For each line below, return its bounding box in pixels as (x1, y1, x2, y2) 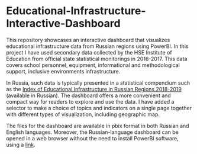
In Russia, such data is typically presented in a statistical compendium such (6, 79, 190, 86)
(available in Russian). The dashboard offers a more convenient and (6, 92, 172, 99)
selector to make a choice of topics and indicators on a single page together (6, 104, 192, 111)
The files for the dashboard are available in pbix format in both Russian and (6, 122, 189, 129)
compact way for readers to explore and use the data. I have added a (6, 98, 175, 105)
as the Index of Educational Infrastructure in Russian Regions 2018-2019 (6, 85, 182, 92)
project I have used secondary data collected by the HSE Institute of (6, 49, 173, 56)
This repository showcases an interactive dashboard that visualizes (6, 36, 170, 43)
